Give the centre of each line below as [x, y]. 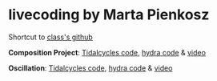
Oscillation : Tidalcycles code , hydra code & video [90, 68]
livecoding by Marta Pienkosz [109, 15]
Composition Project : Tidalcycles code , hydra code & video [107, 52]
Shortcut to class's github [51, 37]
